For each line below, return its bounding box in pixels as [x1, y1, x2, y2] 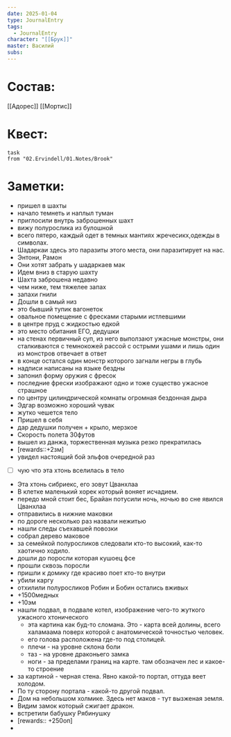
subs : [7, 49, 23, 56]
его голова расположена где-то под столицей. [27, 635, 166, 643]
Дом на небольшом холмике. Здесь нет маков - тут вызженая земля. [17, 694, 224, 702]
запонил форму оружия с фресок [17, 371, 117, 380]
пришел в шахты [17, 201, 67, 209]
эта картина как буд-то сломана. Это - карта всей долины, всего [27, 620, 221, 629]
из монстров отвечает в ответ [17, 349, 108, 357]
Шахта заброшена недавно [17, 275, 99, 284]
